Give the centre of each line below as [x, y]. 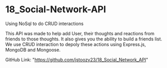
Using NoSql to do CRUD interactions [44, 24]
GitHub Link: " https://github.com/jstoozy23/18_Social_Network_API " [77, 59]
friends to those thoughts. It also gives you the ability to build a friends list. [84, 39]
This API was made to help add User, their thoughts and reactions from [80, 33]
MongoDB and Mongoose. [33, 50]
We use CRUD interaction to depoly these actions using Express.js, [76, 44]
